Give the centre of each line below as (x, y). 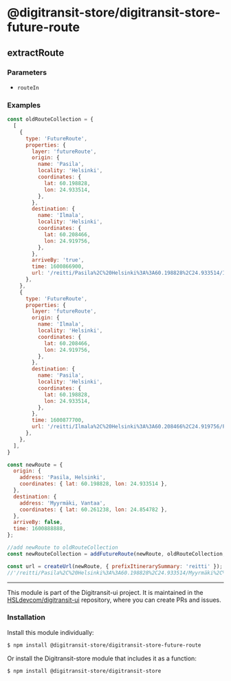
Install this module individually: (51, 632)
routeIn (28, 87)
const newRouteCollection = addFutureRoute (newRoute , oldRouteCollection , (117, 554)
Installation (26, 618)
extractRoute (36, 53)
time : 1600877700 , (58, 420)
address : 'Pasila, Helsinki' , (63, 478)
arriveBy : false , (38, 522)
